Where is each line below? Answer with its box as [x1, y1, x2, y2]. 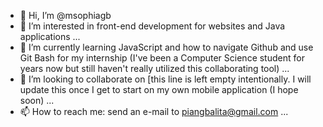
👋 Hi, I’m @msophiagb [19, 10, 112, 21]
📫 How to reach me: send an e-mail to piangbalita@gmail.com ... [19, 106, 289, 117]
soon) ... [19, 95, 55, 106]
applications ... [19, 31, 81, 42]
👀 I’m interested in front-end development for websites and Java [19, 20, 286, 32]
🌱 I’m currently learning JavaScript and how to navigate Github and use [19, 41, 314, 53]
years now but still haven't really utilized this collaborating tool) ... [19, 63, 290, 74]
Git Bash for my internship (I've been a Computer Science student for [19, 52, 305, 64]
